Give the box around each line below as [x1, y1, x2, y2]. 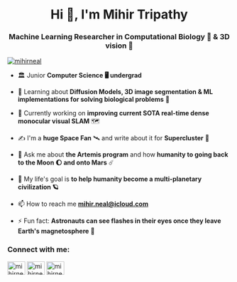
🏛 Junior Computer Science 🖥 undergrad [17, 71, 142, 80]
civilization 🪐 [17, 183, 59, 192]
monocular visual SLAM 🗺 [17, 117, 101, 125]
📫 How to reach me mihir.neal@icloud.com [17, 199, 149, 209]
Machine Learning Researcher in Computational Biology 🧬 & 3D [8, 32, 231, 42]
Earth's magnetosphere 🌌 [17, 227, 95, 236]
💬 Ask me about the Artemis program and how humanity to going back [17, 150, 228, 159]
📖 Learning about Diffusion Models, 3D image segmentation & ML [17, 88, 214, 96]
